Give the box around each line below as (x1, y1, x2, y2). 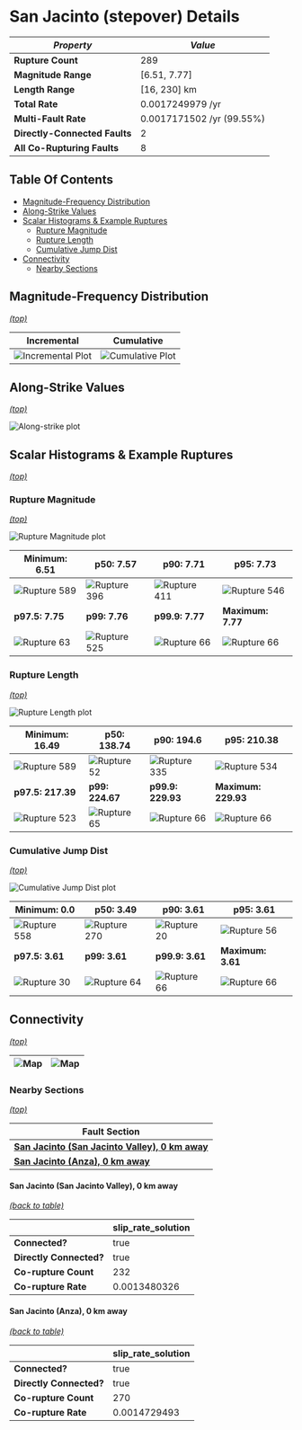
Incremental (26, 334, 79, 347)
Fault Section (82, 1125, 141, 1138)
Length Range (13, 83, 75, 95)
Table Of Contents (9, 173, 114, 188)
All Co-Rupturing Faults (13, 141, 120, 154)
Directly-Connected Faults (13, 127, 132, 139)
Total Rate (13, 97, 58, 110)
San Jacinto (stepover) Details (9, 6, 240, 27)
